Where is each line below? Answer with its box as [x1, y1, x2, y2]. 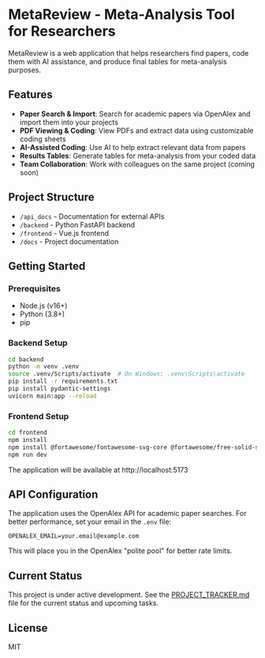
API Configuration [8, 488, 99, 501]
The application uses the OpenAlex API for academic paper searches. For [8, 509, 247, 518]
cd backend [8, 355, 44, 364]
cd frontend [8, 428, 47, 437]
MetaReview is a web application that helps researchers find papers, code [8, 48, 249, 58]
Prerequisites [8, 282, 61, 293]
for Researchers [8, 22, 116, 40]
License [8, 621, 48, 634]
